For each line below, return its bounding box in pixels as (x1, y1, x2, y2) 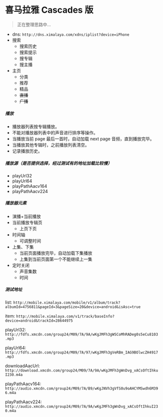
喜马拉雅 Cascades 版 (5, 4, 94, 16)
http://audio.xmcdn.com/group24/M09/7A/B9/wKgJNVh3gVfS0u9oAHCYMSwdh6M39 (5, 386, 159, 391)
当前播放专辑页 (12, 219, 42, 225)
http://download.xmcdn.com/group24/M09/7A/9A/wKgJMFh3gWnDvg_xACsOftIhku (5, 368, 159, 373)
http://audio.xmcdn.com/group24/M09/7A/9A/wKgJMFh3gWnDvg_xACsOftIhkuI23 (5, 404, 159, 409)
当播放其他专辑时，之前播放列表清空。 (12, 142, 89, 148)
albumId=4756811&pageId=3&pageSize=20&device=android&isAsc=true (5, 304, 141, 309)
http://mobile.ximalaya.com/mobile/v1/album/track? (13, 300, 121, 305)
